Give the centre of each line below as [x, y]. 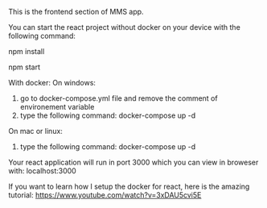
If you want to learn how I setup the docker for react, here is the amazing [129, 186]
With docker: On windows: [52, 83]
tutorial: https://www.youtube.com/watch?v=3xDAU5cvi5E [105, 195]
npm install [27, 51]
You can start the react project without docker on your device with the [125, 27]
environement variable [57, 107]
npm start [25, 67]
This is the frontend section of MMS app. [76, 12]
